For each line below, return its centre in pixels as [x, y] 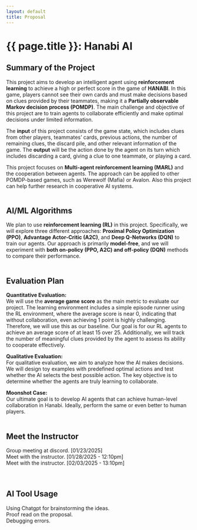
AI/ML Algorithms [39, 210]
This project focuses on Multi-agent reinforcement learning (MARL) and [95, 167]
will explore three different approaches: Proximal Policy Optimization [90, 231]
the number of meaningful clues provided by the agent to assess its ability [96, 339]
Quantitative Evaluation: [36, 295]
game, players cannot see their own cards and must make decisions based [97, 94]
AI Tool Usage [32, 494]
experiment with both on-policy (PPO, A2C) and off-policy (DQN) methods [97, 250]
